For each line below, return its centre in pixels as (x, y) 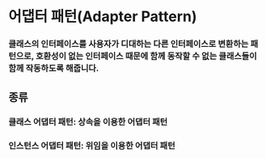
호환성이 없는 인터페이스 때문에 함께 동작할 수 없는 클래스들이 (146, 56)
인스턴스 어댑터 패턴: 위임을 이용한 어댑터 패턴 (92, 146)
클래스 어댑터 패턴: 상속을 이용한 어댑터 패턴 (88, 122)
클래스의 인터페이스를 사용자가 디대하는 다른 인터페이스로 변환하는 (129, 44)
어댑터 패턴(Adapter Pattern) (103, 17)
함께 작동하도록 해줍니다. (54, 68)
